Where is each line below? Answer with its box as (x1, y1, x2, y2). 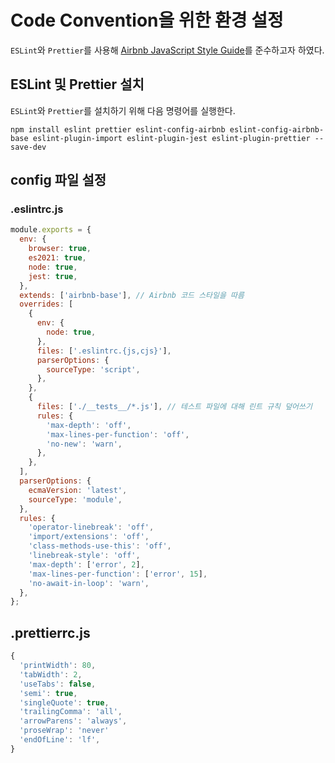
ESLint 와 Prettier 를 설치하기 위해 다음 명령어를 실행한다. (10, 104, 236, 116)
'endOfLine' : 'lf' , (19, 735, 101, 745)
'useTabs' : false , (19, 679, 97, 689)
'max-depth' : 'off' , (46, 420, 132, 430)
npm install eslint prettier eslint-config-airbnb (10, 124, 226, 135)
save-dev (10, 142, 47, 152)
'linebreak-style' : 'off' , (28, 551, 141, 561)
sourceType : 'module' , (28, 494, 123, 505)
